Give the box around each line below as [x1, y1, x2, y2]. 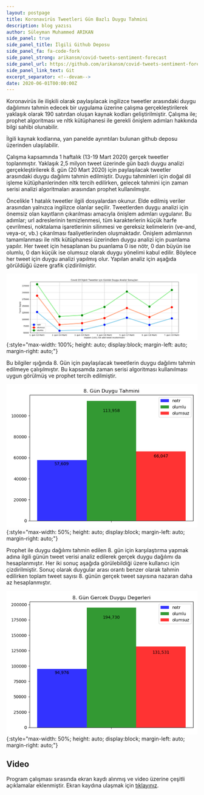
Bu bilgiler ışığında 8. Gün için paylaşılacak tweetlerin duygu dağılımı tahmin [6, 359, 195, 367]
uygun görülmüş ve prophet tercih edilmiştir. [6, 372, 117, 379]
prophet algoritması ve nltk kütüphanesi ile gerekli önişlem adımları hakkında [6, 117, 197, 124]
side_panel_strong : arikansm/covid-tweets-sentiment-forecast [6, 55, 167, 61]
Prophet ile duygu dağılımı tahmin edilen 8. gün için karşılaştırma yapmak [6, 546, 189, 553]
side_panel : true [6, 35, 50, 42]
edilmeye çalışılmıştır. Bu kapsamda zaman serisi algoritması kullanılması [6, 365, 188, 373]
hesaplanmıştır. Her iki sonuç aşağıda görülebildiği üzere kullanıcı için [6, 559, 180, 567]
